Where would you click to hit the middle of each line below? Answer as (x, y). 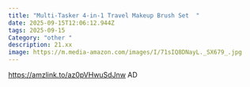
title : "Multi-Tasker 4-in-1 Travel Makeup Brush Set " (104, 15)
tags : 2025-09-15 (37, 30)
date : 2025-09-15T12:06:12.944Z (61, 23)
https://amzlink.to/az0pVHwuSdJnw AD (73, 75)
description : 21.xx (40, 45)
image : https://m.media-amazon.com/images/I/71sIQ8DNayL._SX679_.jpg (125, 52)
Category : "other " (40, 38)
